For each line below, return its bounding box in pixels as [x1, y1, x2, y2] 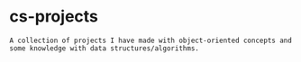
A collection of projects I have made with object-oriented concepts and [9, 36, 293, 45]
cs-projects [9, 6, 99, 27]
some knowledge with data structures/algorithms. [9, 43, 200, 53]
